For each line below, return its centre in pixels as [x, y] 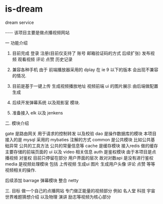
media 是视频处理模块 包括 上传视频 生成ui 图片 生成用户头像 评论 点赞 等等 [80, 164]
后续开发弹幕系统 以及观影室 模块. [46, 102]
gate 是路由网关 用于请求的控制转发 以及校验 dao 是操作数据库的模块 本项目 [81, 133]
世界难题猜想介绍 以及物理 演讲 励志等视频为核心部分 [58, 197]
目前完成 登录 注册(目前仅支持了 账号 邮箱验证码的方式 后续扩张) [76, 53]
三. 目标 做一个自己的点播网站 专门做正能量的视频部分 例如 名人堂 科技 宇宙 [80, 190]
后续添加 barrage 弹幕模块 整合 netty [42, 180]
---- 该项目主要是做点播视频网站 [37, 32]
